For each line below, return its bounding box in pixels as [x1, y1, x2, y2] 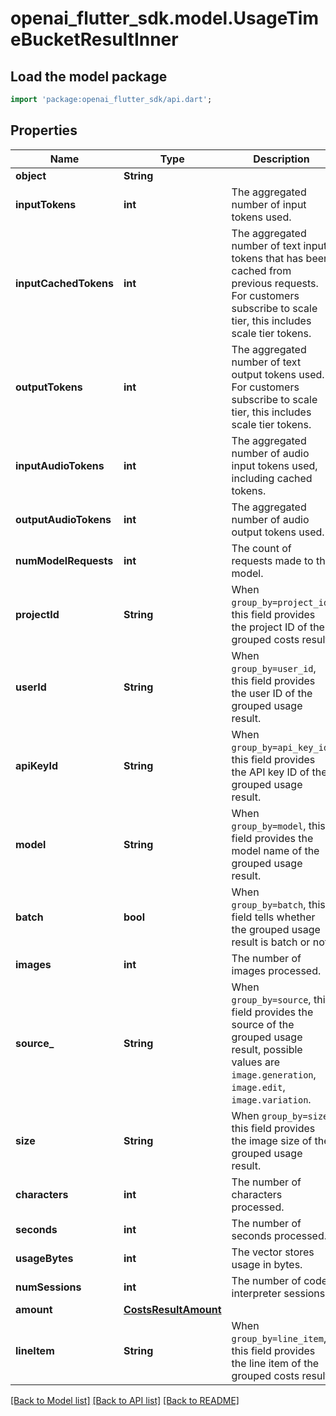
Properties [10, 122, 78, 139]
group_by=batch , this [231, 897, 326, 911]
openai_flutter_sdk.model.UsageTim [10, 7, 319, 30]
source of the [231, 1017, 295, 1031]
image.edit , [231, 1080, 286, 1094]
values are [231, 1055, 280, 1069]
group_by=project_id [231, 597, 330, 608]
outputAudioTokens [15, 512, 112, 526]
